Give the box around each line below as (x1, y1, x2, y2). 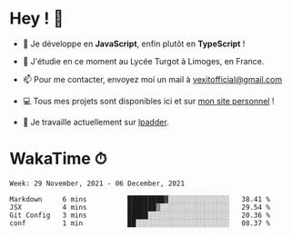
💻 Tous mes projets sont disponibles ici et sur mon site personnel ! (22, 95, 275, 106)
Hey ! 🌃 (9, 8, 65, 29)
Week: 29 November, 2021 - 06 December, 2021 (9, 179, 185, 188)
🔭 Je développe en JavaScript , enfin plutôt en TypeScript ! (22, 38, 246, 49)
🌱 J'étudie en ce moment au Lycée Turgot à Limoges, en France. (22, 55, 265, 66)
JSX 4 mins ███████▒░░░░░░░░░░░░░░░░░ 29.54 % (9, 202, 271, 212)
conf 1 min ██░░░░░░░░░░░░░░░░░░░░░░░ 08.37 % (9, 218, 271, 228)
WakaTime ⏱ (9, 149, 107, 169)
